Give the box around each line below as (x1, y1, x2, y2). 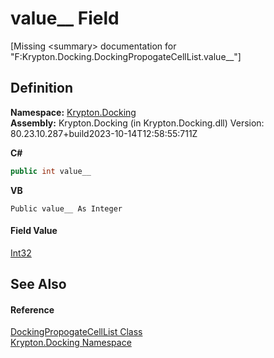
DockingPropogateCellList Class (10, 326, 143, 338)
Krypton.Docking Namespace (10, 337, 132, 349)
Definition (10, 80, 73, 97)
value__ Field (10, 7, 120, 30)
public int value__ (10, 166, 92, 176)
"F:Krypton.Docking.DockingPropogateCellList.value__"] (10, 50, 242, 62)
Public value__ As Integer (10, 203, 123, 214)
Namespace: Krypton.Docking (10, 106, 137, 118)
